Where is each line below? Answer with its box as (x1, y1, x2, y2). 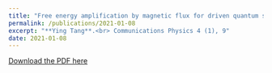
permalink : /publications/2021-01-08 (8, 19, 136, 27)
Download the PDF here (8, 56, 88, 66)
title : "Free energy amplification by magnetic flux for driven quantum (8, 11, 259, 20)
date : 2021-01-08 (8, 34, 67, 43)
